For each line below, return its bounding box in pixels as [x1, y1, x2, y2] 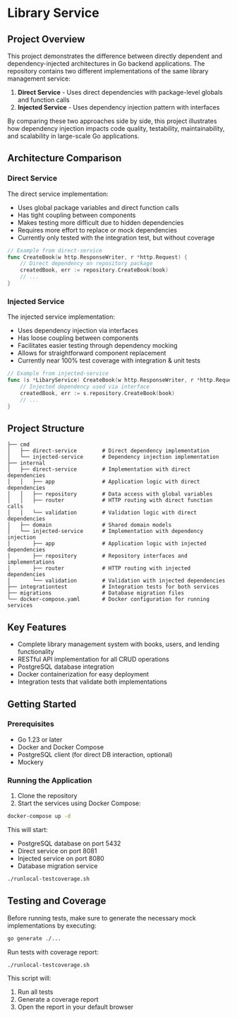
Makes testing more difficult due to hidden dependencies [17, 218, 184, 227]
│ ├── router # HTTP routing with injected [7, 565, 191, 572]
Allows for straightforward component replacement [17, 349, 166, 358]
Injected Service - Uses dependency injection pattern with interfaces [17, 103, 220, 111]
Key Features [7, 621, 67, 633]
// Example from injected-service [7, 370, 109, 378]
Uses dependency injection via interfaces [17, 327, 139, 335]
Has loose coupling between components [17, 334, 139, 342]
